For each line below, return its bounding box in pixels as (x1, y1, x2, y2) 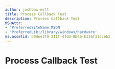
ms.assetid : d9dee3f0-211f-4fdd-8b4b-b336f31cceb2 (5, 34, 111, 39)
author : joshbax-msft (5, 7, 49, 12)
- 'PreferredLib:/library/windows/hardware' (5, 30, 97, 34)
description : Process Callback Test (5, 16, 80, 21)
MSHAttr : (5, 20, 23, 26)
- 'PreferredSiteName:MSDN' (5, 25, 63, 30)
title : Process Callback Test (5, 12, 67, 17)
